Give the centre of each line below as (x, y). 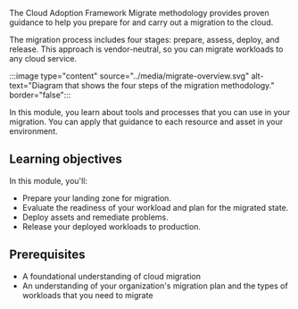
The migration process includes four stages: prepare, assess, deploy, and (145, 40)
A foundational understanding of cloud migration (111, 276)
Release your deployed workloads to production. (112, 226)
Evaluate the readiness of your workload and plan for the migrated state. (155, 207)
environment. (33, 131)
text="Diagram (36, 85)
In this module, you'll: (48, 180)
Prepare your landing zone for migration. (97, 198)
